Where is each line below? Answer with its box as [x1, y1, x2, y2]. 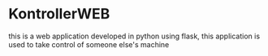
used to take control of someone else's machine [8, 39, 170, 49]
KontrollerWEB [8, 5, 110, 23]
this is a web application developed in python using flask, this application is [8, 31, 261, 41]
